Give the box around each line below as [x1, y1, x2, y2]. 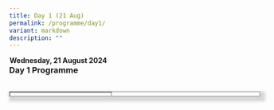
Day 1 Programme [9, 65, 79, 76]
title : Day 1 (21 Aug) [9, 11, 84, 20]
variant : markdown [9, 26, 70, 34]
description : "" [9, 33, 63, 42]
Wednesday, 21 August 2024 [10, 56, 108, 65]
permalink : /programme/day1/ [9, 19, 106, 27]
